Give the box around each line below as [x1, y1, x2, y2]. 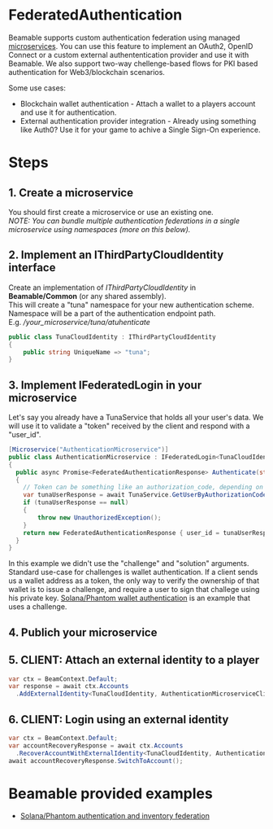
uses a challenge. [8, 602, 67, 612]
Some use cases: [8, 83, 67, 93]
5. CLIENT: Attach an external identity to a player [8, 653, 260, 667]
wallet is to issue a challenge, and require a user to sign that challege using [8, 585, 260, 594]
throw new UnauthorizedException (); [37, 513, 162, 522]
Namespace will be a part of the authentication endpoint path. [8, 308, 216, 318]
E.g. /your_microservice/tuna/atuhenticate [8, 317, 150, 327]
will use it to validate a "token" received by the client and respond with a [8, 421, 250, 431]
